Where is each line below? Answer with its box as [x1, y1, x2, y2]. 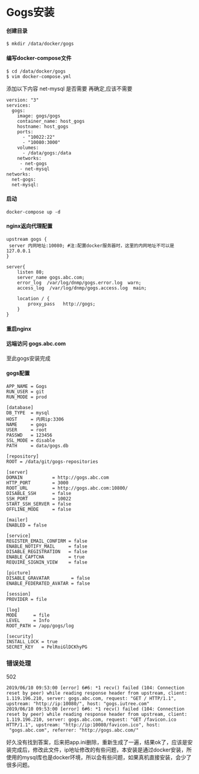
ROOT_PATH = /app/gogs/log [6, 623, 74, 629]
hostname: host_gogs [17, 123, 69, 130]
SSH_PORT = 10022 [6, 496, 71, 502]
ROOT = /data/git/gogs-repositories [6, 459, 98, 465]
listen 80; [17, 269, 45, 275]
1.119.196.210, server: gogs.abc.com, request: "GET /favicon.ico [6, 717, 177, 723]
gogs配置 [6, 370, 30, 377]
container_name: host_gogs [17, 118, 85, 124]
